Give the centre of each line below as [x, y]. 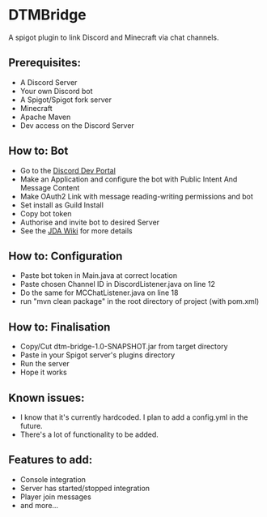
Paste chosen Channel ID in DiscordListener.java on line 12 [118, 284]
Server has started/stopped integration [85, 488]
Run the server [45, 364]
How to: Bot [38, 151]
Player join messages [55, 497]
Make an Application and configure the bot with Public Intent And [129, 179]
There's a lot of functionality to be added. [89, 434]
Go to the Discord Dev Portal [68, 170]
